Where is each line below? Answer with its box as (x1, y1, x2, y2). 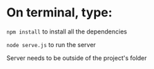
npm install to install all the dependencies (6, 27, 127, 36)
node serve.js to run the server (6, 40, 96, 49)
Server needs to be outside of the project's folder (6, 53, 147, 62)
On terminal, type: (6, 5, 113, 20)
